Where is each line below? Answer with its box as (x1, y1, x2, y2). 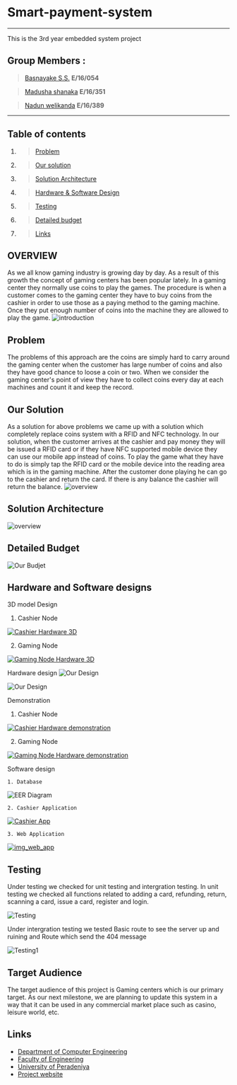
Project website (17, 1069, 63, 1078)
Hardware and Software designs (7, 582, 152, 594)
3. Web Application (7, 831, 65, 838)
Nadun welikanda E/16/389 (24, 101, 104, 110)
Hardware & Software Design (35, 188, 120, 197)
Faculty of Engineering (17, 1055, 84, 1063)
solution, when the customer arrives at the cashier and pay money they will (7, 437, 226, 446)
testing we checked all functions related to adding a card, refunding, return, (7, 890, 227, 899)
